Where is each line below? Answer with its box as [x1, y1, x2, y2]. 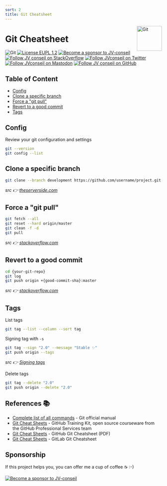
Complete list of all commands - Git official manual [12, 415, 116, 421]
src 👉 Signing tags [5, 359, 45, 365]
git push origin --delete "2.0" [5, 385, 72, 390]
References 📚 [5, 399, 50, 407]
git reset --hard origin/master [5, 221, 72, 226]
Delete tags [5, 371, 29, 377]
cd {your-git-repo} [5, 269, 46, 274]
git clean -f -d [5, 226, 39, 231]
